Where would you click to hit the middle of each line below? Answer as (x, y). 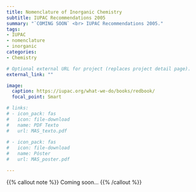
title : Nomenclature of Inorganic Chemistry (64, 12)
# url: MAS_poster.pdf (38, 159)
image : (15, 86)
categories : (22, 52)
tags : (13, 29)
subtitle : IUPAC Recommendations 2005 (56, 18)
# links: (18, 108)
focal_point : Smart (37, 97)
